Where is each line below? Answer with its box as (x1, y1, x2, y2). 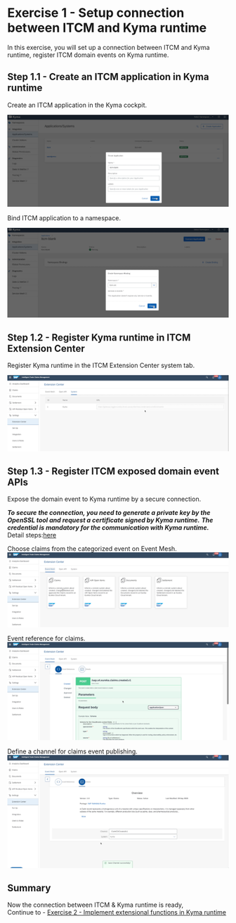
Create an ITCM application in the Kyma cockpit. (7, 101, 147, 109)
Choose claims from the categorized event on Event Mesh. (7, 545, 177, 553)
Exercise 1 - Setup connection (7, 5, 185, 21)
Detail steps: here (7, 531, 57, 540)
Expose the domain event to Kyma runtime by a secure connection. (7, 495, 202, 504)
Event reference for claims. (7, 635, 86, 643)
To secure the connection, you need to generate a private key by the (7, 509, 211, 517)
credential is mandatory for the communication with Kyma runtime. (7, 523, 209, 532)
